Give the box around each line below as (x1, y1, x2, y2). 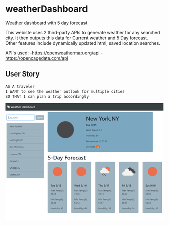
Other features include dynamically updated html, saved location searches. (5, 40, 161, 46)
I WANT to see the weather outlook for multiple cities (5, 89, 125, 94)
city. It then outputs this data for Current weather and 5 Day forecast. (5, 35, 148, 41)
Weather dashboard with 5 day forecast (5, 20, 88, 26)
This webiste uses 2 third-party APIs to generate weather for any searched (5, 29, 160, 35)
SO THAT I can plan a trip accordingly (5, 94, 89, 99)
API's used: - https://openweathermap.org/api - (5, 50, 103, 56)
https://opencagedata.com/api (5, 55, 69, 61)
